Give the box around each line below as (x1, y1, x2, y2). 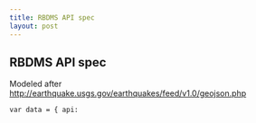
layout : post (9, 22, 59, 31)
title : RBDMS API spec (9, 13, 95, 22)
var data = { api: (9, 105, 79, 115)
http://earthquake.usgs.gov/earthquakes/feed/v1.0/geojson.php (9, 88, 247, 99)
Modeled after (9, 78, 62, 90)
